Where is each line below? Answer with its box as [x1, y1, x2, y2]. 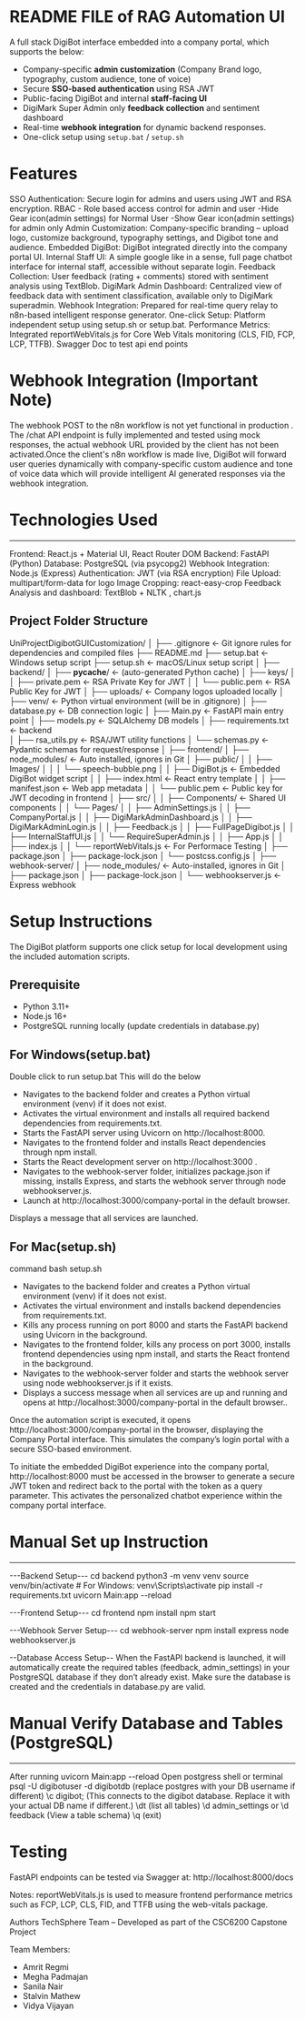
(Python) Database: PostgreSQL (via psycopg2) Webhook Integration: [9, 558, 271, 569]
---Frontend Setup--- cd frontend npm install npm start [9, 1607, 216, 1618]
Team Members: [9, 1944, 71, 1954]
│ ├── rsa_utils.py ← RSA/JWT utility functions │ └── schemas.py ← [9, 734, 270, 745]
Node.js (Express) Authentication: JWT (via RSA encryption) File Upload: [9, 567, 281, 579]
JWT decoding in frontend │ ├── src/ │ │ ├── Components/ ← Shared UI [9, 792, 287, 803]
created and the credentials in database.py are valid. [9, 1681, 206, 1692]
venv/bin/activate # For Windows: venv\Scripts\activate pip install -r [9, 1580, 263, 1591]
